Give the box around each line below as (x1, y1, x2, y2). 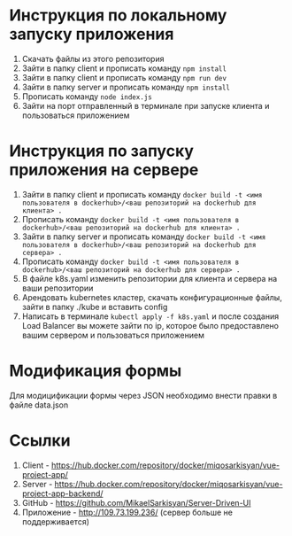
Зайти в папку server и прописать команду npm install (21, 82, 230, 92)
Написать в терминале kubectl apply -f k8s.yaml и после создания (21, 311, 280, 322)
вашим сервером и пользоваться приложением (21, 330, 205, 340)
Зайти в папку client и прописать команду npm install (21, 63, 227, 74)
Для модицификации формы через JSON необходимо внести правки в (9, 390, 278, 400)
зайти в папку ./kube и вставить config (21, 301, 168, 312)
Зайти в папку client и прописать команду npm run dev (21, 72, 227, 82)
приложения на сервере (9, 160, 199, 180)
